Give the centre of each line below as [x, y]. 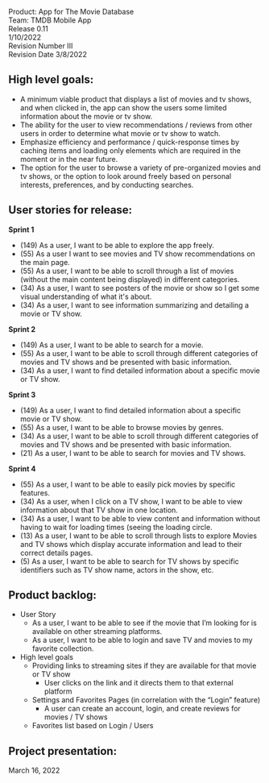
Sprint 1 [21, 230]
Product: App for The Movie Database [71, 12]
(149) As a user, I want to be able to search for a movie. [112, 345]
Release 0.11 [28, 29]
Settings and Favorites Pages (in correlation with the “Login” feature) [146, 700]
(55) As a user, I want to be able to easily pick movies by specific [128, 484]
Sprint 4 [22, 468]
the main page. [45, 262]
